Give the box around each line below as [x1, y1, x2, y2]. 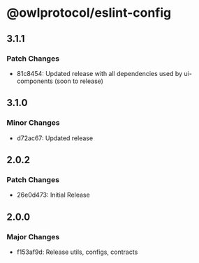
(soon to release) [54, 77, 104, 85]
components [16, 77, 53, 85]
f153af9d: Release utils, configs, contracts [16, 248, 138, 256]
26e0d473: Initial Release [16, 190, 90, 200]
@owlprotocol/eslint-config [6, 5, 172, 21]
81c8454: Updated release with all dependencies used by [16, 69, 183, 77]
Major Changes [6, 232, 60, 241]
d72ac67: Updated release [16, 134, 94, 142]
